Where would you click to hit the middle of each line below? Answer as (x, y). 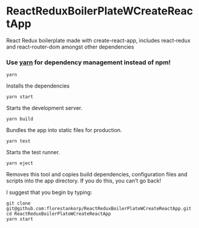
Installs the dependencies (38, 86)
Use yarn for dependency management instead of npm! (88, 62)
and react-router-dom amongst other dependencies (70, 47)
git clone (19, 203)
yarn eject (20, 163)
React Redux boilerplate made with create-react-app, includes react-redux (98, 40)
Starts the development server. (44, 108)
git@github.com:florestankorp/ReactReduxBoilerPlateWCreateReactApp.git (99, 209)
